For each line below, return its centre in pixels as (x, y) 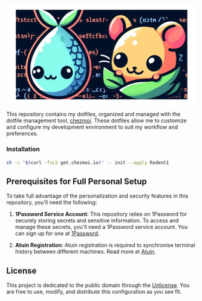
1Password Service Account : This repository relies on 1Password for (101, 214)
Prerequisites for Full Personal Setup (77, 181)
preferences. (22, 134)
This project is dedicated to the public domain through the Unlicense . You (98, 285)
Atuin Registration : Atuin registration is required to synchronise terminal (105, 245)
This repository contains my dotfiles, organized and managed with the (93, 114)
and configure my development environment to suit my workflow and (92, 127)
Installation (23, 149)
